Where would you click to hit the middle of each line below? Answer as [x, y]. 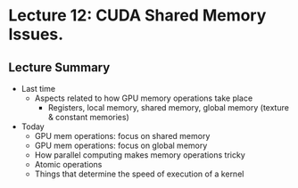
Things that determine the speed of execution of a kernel [139, 174]
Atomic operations [68, 164]
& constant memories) [89, 117]
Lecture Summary [59, 67]
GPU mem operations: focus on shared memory [122, 136]
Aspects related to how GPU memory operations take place [144, 98]
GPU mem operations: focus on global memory [121, 145]
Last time [38, 89]
